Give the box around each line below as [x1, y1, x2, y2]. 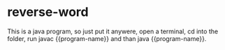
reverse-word [7, 4, 89, 20]
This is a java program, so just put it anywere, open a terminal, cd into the [7, 27, 219, 35]
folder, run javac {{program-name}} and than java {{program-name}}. [7, 34, 207, 42]
